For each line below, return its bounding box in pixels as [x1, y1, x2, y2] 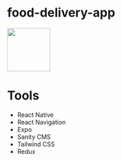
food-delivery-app [7, 5, 116, 21]
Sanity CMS [17, 133, 51, 141]
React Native [17, 111, 54, 119]
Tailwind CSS [17, 140, 55, 148]
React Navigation [17, 117, 66, 126]
